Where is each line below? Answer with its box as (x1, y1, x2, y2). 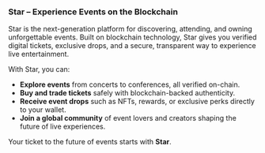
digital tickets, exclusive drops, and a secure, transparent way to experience (8, 41, 257, 50)
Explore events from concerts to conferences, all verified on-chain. (19, 80, 240, 89)
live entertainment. (8, 50, 70, 59)
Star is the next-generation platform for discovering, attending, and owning (8, 24, 253, 34)
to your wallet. (19, 105, 66, 114)
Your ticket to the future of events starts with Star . (8, 137, 172, 147)
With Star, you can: (8, 65, 70, 74)
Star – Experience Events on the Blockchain (8, 6, 178, 17)
